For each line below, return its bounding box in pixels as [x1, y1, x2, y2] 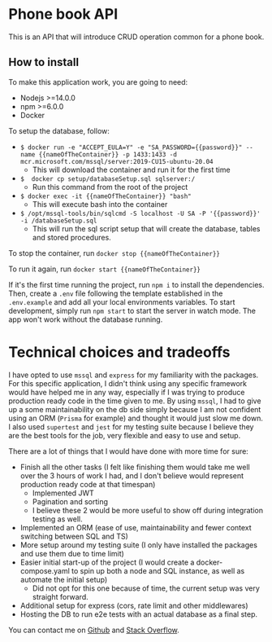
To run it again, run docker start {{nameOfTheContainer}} [8, 264, 201, 274]
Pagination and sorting [32, 496, 108, 506]
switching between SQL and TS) [19, 531, 128, 541]
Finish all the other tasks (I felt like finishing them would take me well [19, 462, 250, 472]
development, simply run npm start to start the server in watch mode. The [8, 306, 256, 315]
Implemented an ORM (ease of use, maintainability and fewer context [19, 522, 252, 532]
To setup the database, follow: [8, 125, 110, 135]
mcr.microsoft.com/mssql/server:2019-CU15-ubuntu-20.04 [19, 157, 214, 165]
